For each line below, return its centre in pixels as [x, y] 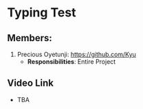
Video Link [30, 83]
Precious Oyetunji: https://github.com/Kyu [76, 54]
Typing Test [42, 13]
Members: [30, 38]
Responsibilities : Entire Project [71, 62]
